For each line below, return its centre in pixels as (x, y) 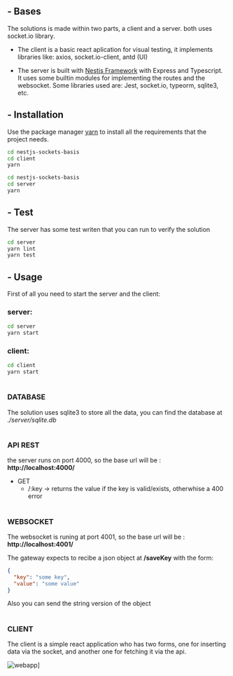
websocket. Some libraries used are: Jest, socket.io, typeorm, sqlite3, (118, 85)
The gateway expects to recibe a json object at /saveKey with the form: (110, 558)
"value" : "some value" (47, 584)
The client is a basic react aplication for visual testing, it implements (115, 49)
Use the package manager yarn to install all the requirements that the (107, 132)
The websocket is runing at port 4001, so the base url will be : (96, 537)
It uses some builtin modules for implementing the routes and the (111, 78)
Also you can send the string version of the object (79, 603)
